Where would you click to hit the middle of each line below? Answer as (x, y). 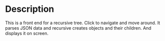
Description (30, 9)
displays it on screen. (27, 33)
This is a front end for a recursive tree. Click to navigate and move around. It (83, 23)
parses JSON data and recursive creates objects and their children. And (78, 28)
